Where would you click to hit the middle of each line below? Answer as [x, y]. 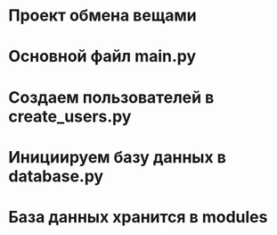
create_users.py [70, 116]
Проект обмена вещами [102, 16]
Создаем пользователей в [111, 97]
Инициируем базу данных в [117, 157]
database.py [56, 176]
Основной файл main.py [102, 57]
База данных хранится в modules [138, 217]
